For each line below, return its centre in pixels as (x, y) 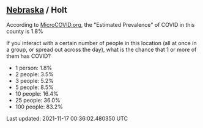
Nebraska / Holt (37, 10)
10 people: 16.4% (37, 93)
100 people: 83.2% (39, 107)
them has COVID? (28, 56)
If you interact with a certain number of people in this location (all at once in (102, 43)
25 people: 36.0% (38, 100)
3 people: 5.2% (34, 80)
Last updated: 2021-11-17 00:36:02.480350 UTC (67, 118)
